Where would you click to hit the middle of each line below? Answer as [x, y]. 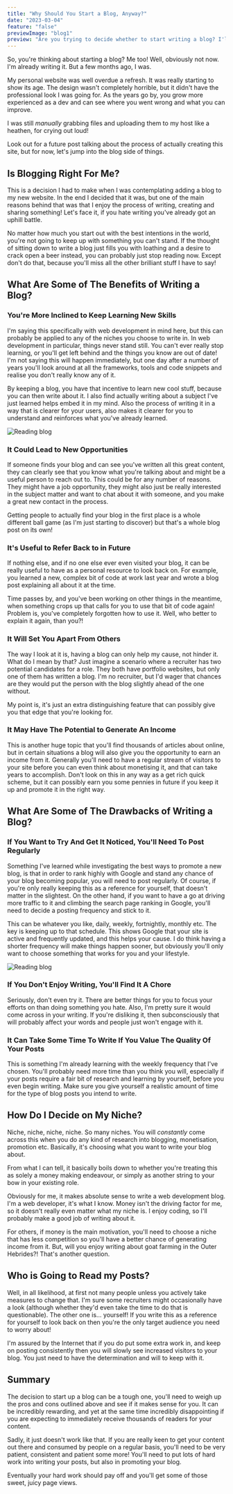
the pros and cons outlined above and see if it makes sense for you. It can [113, 1404]
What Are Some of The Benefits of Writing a [103, 285]
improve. [20, 110]
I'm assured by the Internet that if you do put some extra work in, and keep [114, 1343]
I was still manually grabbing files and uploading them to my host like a [109, 123]
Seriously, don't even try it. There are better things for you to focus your [110, 1000]
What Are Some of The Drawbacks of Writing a [110, 811]
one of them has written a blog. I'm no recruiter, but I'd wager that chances [114, 676]
